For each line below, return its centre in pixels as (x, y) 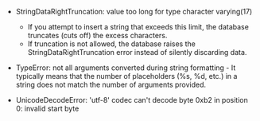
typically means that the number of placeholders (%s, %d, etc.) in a (126, 76)
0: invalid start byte (47, 108)
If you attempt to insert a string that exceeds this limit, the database (138, 27)
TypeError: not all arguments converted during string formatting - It (126, 68)
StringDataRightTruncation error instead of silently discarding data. (137, 52)
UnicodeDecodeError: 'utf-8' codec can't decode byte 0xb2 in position (132, 100)
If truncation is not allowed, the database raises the (112, 44)
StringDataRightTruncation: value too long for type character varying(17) (134, 12)
